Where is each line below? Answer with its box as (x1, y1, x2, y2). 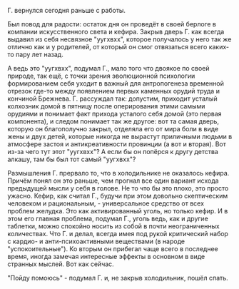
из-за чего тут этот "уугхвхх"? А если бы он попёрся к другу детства (7, 148, 219, 156)
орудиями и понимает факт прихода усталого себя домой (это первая (7, 110, 223, 118)
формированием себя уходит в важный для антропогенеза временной (7, 79, 225, 88)
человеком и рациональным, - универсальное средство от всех (7, 199, 205, 208)
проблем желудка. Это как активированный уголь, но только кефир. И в (7, 207, 228, 215)
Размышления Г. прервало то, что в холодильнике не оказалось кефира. (7, 169, 230, 177)
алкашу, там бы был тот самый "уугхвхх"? (7, 155, 136, 163)
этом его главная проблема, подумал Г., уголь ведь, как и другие (7, 214, 208, 223)
